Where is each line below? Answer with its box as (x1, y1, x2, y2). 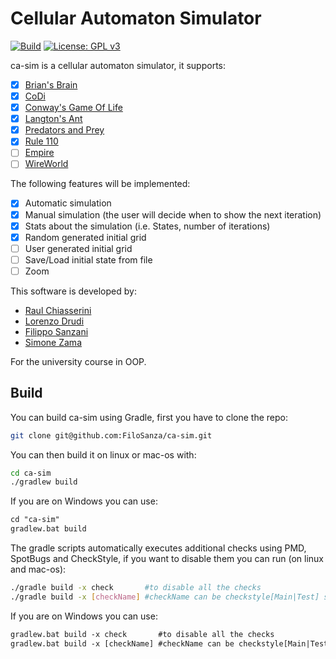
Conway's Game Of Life (24, 102, 123, 114)
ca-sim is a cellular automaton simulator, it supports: (10, 59, 227, 71)
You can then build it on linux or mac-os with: (10, 448, 197, 461)
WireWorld (24, 158, 69, 170)
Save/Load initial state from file (24, 253, 153, 266)
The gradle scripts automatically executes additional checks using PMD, (10, 542, 307, 554)
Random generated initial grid (24, 231, 147, 243)
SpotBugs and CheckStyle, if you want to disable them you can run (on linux (10, 553, 324, 565)
